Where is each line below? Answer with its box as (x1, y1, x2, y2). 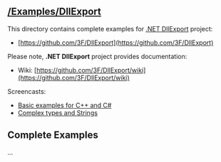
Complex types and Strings (17, 108, 98, 117)
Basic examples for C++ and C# (17, 101, 112, 109)
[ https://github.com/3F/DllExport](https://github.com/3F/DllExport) (17, 38, 214, 47)
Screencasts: (7, 87, 46, 95)
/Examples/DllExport (7, 6, 102, 18)
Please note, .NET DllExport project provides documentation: (7, 52, 187, 60)
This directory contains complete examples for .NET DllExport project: (7, 24, 213, 33)
